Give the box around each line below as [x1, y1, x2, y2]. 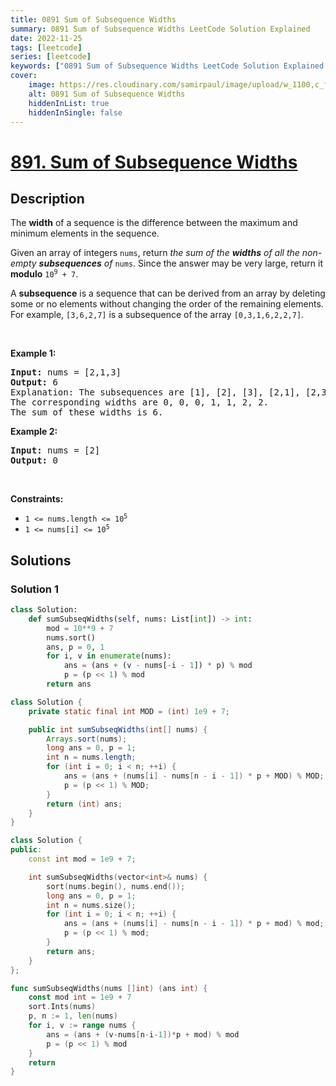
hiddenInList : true [28, 98, 110, 108]
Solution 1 [10, 582, 59, 596]
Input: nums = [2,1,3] [10, 367, 122, 378]
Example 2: [10, 426, 58, 438]
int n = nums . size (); [46, 900, 137, 910]
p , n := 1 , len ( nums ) [28, 1011, 118, 1021]
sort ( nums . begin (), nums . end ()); [46, 881, 186, 891]
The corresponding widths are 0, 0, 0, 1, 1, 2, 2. [10, 397, 270, 408]
